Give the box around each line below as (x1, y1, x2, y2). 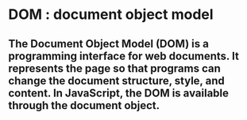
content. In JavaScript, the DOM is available (8, 86, 229, 99)
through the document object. (8, 99, 160, 112)
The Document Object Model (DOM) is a (8, 37, 209, 51)
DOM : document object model (8, 6, 214, 24)
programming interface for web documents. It (8, 49, 240, 62)
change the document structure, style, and (8, 73, 225, 88)
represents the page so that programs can (8, 62, 221, 75)
